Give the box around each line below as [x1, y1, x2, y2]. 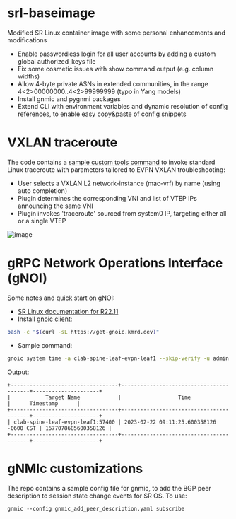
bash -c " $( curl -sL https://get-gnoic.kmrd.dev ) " [7, 328, 160, 335]
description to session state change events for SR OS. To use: [7, 491, 187, 500]
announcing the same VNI [17, 202, 93, 210]
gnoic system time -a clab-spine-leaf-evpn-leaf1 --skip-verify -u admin [7, 355, 230, 362]
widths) [17, 72, 40, 81]
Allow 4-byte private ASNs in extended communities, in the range [17, 79, 208, 88]
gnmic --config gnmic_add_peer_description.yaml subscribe [7, 505, 185, 512]
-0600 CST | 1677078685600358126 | [7, 424, 112, 432]
